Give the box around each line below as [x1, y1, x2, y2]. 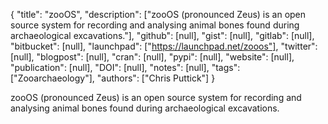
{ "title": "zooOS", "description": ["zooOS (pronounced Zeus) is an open [10, 9, 307, 20]
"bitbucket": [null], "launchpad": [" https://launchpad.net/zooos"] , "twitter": [10, 40, 318, 52]
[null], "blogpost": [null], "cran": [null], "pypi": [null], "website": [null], [10, 51, 295, 63]
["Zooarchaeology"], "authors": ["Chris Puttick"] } [10, 72, 216, 84]
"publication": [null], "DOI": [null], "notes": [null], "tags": [10, 62, 241, 73]
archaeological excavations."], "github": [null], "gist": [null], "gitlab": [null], [10, 30, 315, 41]
